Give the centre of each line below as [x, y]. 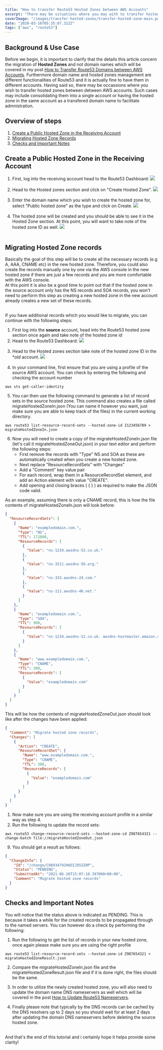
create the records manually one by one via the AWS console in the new [77, 270]
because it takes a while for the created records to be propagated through [79, 920]
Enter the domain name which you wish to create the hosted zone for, [81, 200]
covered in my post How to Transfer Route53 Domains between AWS [74, 69]
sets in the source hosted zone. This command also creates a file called [84, 401]
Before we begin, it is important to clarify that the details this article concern [81, 59]
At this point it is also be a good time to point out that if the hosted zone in [79, 285]
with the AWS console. [28, 280]
